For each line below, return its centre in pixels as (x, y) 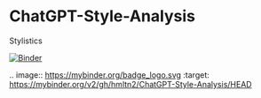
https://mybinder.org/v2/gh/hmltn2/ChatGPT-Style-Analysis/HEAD (130, 84)
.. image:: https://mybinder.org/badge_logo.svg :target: (110, 75)
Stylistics (26, 41)
